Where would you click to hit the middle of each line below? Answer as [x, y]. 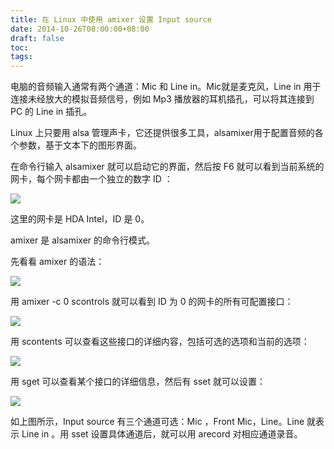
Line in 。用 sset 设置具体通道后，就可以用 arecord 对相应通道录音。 [162, 434]
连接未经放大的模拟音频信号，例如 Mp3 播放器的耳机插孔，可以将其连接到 [162, 99]
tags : [21, 57]
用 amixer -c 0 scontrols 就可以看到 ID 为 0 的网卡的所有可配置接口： [152, 302]
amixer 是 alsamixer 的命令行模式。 [83, 240]
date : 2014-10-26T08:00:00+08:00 [80, 29]
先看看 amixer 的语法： [57, 262]
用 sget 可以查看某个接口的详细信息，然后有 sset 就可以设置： [138, 382]
